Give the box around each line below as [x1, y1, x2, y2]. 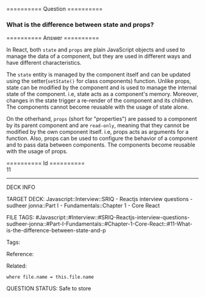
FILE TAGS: [6, 214, 35, 221]
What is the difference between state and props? [6, 20, 154, 29]
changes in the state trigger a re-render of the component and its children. [6, 97, 194, 105]
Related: [6, 262, 27, 269]
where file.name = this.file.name [6, 274, 95, 280]
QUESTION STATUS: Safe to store [6, 285, 92, 292]
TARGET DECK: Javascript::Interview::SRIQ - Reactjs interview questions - [6, 196, 193, 203]
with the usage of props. [6, 148, 68, 155]
